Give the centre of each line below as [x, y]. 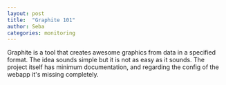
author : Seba [26, 26]
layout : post [26, 13]
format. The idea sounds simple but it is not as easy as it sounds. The [106, 60]
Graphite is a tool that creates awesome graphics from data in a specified [112, 53]
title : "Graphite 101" [41, 20]
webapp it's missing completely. [53, 75]
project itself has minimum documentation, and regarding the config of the [113, 67]
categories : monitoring [41, 33]
